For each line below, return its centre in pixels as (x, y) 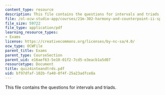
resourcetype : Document (29, 64)
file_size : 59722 (23, 23)
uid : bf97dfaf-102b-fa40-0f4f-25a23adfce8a (50, 73)
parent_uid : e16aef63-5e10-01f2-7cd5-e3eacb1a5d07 (58, 60)
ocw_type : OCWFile (24, 46)
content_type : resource (29, 10)
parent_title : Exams (26, 50)
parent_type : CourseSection (34, 55)
